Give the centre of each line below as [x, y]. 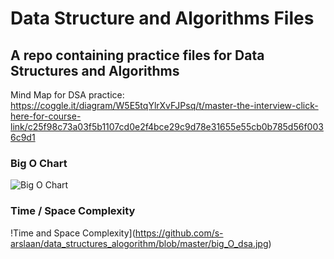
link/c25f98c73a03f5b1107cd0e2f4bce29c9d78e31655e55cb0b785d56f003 [167, 126]
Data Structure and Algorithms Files [162, 18]
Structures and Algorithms [95, 70]
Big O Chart [39, 163]
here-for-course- [46, 116]
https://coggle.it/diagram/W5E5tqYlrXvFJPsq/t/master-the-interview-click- [164, 105]
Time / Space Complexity [73, 211]
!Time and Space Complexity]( [73, 233]
